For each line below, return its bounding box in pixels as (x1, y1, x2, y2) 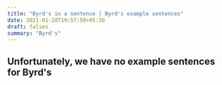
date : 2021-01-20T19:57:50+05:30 (7, 17, 105, 24)
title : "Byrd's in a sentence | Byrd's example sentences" (7, 10, 184, 17)
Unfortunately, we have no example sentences (7, 55, 216, 67)
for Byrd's (7, 66, 52, 78)
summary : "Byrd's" (7, 29, 61, 37)
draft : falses (7, 23, 49, 30)
